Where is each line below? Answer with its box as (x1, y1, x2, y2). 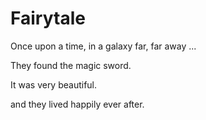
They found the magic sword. (10, 59, 132, 71)
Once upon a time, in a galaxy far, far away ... (10, 40, 197, 52)
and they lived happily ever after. (10, 98, 145, 110)
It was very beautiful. (10, 78, 98, 91)
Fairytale (10, 7, 86, 30)
